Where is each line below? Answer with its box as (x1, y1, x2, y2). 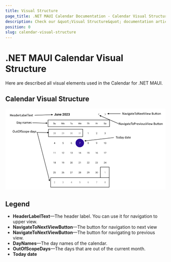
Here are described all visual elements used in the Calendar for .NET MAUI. (5, 80, 163, 86)
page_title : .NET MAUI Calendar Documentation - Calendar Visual (5, 13, 147, 19)
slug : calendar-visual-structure (5, 30, 76, 35)
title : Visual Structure (5, 8, 58, 13)
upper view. (12, 219, 38, 225)
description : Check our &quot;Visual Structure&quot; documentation (5, 19, 154, 24)
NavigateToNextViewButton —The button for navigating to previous (12, 229, 155, 235)
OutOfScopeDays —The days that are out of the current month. (12, 246, 146, 252)
